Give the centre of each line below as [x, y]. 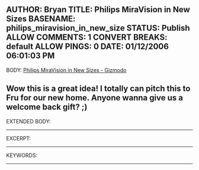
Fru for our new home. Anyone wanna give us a [95, 98]
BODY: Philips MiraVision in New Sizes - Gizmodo [66, 70]
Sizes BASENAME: [41, 19]
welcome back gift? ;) [47, 107]
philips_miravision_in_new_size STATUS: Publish [98, 28]
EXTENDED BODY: [29, 121]
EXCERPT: [19, 138]
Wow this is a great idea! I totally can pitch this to [98, 89]
